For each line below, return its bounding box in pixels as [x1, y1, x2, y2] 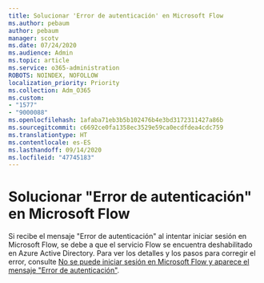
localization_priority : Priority [8, 79, 120, 87]
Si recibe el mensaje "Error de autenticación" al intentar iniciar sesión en [8, 232, 247, 241]
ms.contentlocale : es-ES [8, 138, 91, 147]
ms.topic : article [8, 57, 70, 65]
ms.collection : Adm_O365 [8, 86, 91, 95]
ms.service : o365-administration [8, 64, 120, 72]
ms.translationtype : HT [8, 131, 88, 139]
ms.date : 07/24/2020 [8, 42, 78, 50]
